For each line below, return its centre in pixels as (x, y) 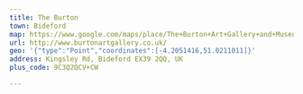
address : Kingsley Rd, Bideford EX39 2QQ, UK (96, 59)
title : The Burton (44, 17)
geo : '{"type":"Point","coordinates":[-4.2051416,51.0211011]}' (133, 51)
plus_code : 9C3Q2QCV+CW (54, 68)
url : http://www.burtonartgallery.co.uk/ (88, 43)
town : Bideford (38, 26)
